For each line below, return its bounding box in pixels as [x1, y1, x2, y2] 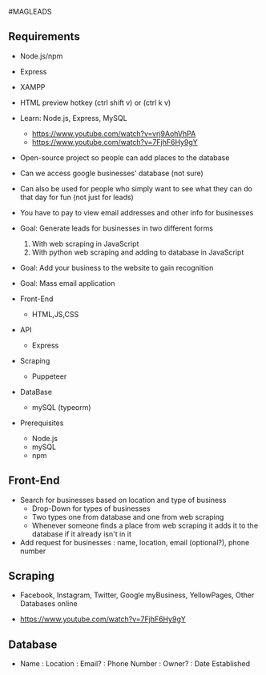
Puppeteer [31, 372, 67, 381]
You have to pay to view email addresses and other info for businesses [19, 207, 254, 217]
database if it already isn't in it [31, 528, 132, 539]
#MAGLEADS [8, 7, 52, 16]
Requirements [8, 30, 80, 43]
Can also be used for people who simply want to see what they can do [19, 183, 252, 193]
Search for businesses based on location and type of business [19, 495, 227, 504]
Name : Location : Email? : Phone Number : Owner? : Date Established [19, 659, 251, 669]
